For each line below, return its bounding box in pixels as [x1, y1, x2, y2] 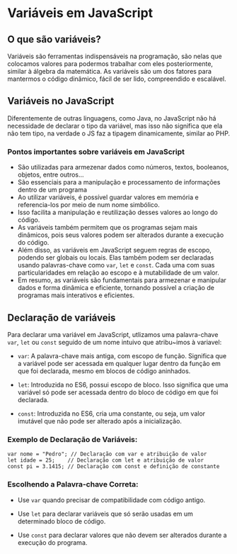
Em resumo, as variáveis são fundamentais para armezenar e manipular [17, 276, 226, 284]
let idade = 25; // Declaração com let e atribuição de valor [7, 457, 204, 464]
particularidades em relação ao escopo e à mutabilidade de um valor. [17, 268, 219, 277]
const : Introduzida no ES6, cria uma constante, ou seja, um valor [17, 409, 206, 418]
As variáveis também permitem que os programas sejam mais [17, 223, 198, 232]
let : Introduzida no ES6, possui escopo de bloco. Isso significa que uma [17, 380, 229, 389]
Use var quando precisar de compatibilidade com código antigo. [17, 495, 206, 504]
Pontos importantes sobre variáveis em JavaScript [7, 147, 185, 157]
